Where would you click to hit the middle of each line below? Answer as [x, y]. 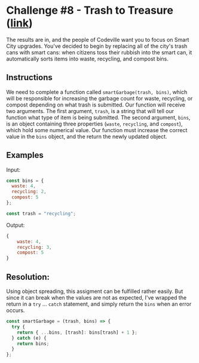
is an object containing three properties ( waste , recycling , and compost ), [94, 124]
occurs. [16, 310]
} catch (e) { [29, 338]
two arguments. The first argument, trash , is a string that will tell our [90, 111]
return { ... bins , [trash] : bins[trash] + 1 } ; [77, 333]
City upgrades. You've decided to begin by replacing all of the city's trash [97, 46]
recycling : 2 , [29, 192]
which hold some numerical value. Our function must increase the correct [97, 130]
